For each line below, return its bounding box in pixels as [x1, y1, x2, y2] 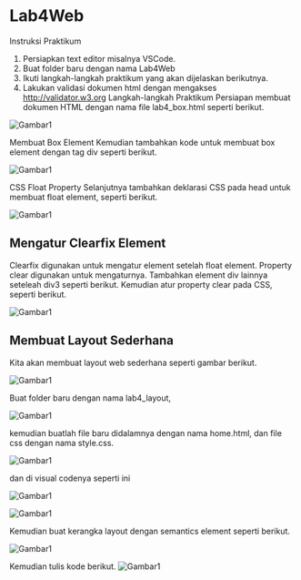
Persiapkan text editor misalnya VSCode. [22, 53, 176, 64]
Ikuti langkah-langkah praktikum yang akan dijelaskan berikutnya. [22, 72, 269, 83]
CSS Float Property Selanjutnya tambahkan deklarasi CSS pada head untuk [9, 181, 291, 192]
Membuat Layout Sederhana [9, 333, 175, 349]
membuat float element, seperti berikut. [9, 191, 158, 202]
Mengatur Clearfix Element [9, 236, 166, 251]
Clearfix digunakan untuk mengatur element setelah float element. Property [9, 259, 293, 270]
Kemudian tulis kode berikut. [9, 561, 116, 572]
